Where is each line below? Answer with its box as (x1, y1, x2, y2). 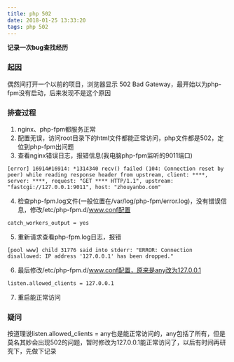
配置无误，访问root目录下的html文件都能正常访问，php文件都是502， (17, 134, 218, 142)
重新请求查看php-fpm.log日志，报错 (17, 232, 122, 241)
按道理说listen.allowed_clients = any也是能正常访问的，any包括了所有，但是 (7, 330, 226, 338)
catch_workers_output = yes (7, 219, 90, 226)
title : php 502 (7, 10, 52, 18)
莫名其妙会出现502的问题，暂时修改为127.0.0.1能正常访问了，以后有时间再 (7, 338, 220, 347)
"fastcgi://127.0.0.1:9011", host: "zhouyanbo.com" (7, 183, 161, 190)
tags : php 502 (7, 23, 49, 30)
